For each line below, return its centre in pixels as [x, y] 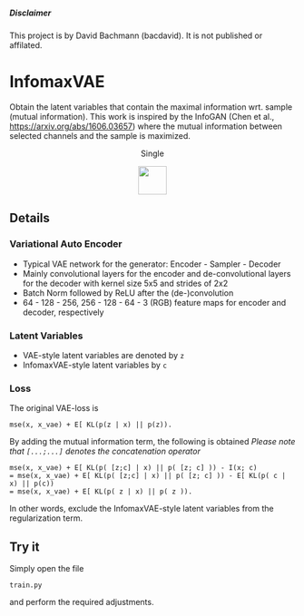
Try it [25, 547]
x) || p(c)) [32, 484]
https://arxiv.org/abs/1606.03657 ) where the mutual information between [146, 126]
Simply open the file [47, 568]
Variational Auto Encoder [66, 244]
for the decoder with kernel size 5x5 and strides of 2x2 [125, 283]
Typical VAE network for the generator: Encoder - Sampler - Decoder [152, 264]
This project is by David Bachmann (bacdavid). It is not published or [136, 35]
